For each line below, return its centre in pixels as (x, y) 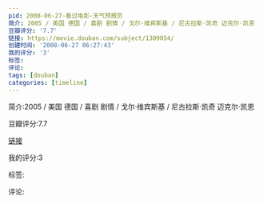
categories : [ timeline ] (48, 82)
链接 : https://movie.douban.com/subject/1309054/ (91, 38)
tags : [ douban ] (34, 75)
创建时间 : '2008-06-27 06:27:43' (62, 46)
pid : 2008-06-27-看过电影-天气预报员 (66, 16)
